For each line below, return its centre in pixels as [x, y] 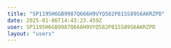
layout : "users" [31, 34]
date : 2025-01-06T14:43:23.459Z [55, 20]
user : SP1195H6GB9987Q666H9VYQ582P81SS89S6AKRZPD [82, 27]
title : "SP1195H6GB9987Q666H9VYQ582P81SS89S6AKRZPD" [86, 14]
